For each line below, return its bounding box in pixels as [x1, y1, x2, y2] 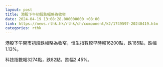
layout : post [5, 7, 33, 12]
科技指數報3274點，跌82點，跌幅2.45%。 [5, 57, 92, 63]
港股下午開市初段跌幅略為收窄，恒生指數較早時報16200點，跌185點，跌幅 [5, 40, 157, 46]
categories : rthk [5, 26, 42, 31]
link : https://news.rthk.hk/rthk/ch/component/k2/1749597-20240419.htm [5, 21, 158, 26]
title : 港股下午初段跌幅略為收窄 [5, 12, 66, 17]
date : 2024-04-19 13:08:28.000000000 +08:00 [5, 16, 100, 21]
